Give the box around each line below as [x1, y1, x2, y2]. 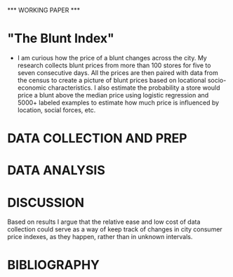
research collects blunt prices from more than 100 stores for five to [17, 61, 211, 69]
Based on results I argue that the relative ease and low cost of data [7, 217, 201, 227]
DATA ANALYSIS [7, 163, 105, 178]
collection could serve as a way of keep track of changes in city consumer [7, 225, 222, 234]
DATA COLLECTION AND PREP [7, 130, 187, 147]
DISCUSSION [7, 194, 85, 210]
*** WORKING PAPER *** [7, 6, 81, 14]
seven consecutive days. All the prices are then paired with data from [17, 68, 219, 76]
